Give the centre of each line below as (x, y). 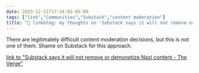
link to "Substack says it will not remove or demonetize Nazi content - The (97, 58)
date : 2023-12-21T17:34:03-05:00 (47, 12)
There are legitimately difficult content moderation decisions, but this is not (98, 40)
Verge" (15, 64)
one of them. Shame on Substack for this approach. (69, 46)
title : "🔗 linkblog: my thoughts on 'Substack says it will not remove (96, 23)
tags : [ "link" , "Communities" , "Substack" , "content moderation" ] (86, 17)
